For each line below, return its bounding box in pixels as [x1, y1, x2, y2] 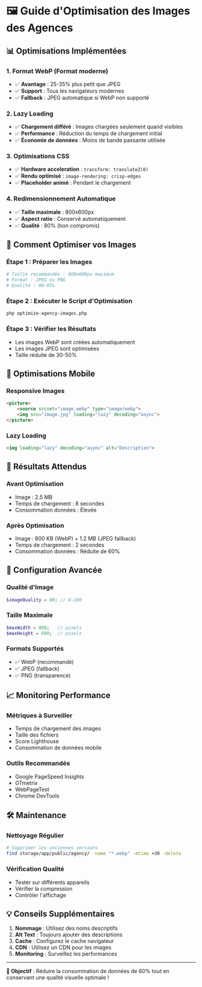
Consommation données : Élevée [14, 506, 97, 513]
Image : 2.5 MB [14, 493, 53, 501]
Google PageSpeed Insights [14, 773, 84, 780]
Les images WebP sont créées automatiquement [14, 338, 135, 345]
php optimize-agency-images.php [6, 311, 87, 317]
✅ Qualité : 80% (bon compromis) [14, 221, 100, 229]
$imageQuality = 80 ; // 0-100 [6, 596, 82, 603]
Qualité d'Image [6, 583, 54, 592]
